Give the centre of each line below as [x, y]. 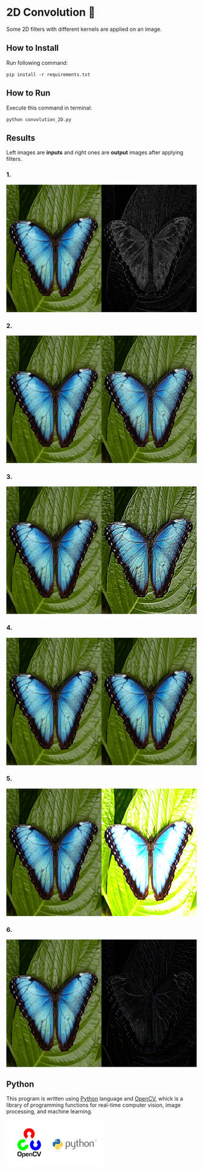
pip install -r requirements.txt [48, 74]
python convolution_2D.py [39, 119]
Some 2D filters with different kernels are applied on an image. [84, 29]
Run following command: [37, 62]
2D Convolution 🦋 [51, 12]
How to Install [33, 48]
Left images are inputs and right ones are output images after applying [95, 152]
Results [21, 138]
